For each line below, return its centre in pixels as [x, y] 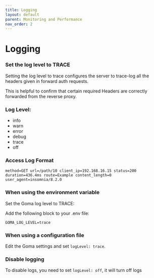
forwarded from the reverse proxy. [41, 96]
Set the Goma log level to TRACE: [40, 203]
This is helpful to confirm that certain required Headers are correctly [76, 91]
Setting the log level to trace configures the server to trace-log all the [77, 76]
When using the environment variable [53, 193]
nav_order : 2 [19, 24]
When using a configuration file [45, 235]
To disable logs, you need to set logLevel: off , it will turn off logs [74, 270]
